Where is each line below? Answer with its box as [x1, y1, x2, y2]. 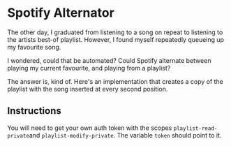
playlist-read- [173, 124, 218, 132]
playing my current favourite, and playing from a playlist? [7, 64, 171, 72]
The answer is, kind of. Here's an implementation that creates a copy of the [7, 77, 223, 85]
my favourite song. [7, 43, 61, 51]
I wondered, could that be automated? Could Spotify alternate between [7, 56, 211, 64]
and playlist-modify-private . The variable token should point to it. [29, 131, 222, 139]
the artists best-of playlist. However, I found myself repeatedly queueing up [7, 35, 225, 43]
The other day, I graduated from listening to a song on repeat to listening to [7, 28, 223, 36]
